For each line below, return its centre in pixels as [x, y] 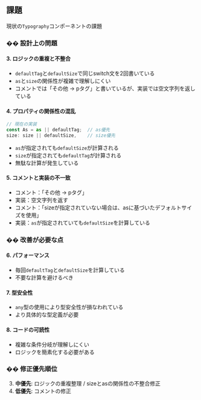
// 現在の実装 [22, 124]
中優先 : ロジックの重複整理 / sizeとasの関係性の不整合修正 [88, 383]
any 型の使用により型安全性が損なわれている [69, 307]
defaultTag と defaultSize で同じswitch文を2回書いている [85, 73]
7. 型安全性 [20, 292]
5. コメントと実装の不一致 [38, 178]
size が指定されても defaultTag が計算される [68, 155]
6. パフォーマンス [28, 255]
